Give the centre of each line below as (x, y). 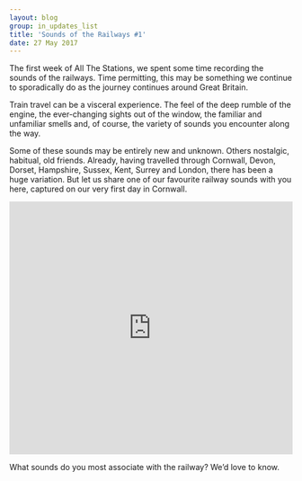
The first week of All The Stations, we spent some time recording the (137, 68)
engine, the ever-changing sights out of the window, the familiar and (136, 114)
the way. (25, 134)
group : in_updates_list (54, 26)
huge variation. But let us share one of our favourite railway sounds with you (151, 180)
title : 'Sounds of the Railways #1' (78, 34)
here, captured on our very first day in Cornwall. (98, 189)
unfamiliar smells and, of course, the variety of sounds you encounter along (150, 124)
